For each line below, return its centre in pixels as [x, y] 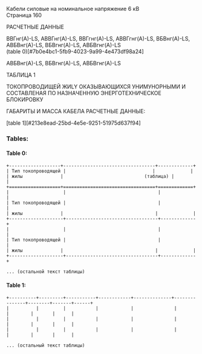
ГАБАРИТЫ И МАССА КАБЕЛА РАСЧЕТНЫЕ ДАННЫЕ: [76, 111]
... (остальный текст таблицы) [46, 346]
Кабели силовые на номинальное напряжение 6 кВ [73, 9]
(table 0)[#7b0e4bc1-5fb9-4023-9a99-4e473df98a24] [75, 51]
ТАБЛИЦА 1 [21, 75]
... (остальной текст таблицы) [46, 272]
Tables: [18, 139]
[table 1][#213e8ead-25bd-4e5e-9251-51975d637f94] [73, 123]
